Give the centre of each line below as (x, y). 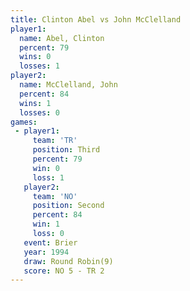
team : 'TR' (55, 141)
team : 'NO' (55, 196)
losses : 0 (39, 112)
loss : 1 (48, 177)
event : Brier (50, 242)
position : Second (68, 206)
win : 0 (46, 168)
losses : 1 (39, 66)
